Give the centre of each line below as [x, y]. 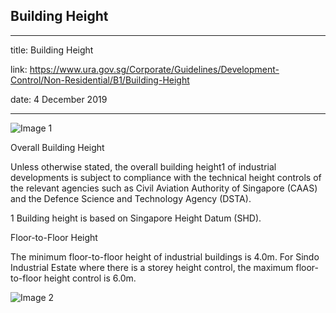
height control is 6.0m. [90, 278]
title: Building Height [52, 50]
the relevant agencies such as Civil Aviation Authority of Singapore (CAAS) [164, 188]
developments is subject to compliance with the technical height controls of [166, 177]
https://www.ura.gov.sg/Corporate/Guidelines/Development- [154, 69]
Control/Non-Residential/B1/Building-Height [100, 80]
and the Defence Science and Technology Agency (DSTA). [131, 198]
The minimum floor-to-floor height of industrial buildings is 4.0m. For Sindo [165, 256]
